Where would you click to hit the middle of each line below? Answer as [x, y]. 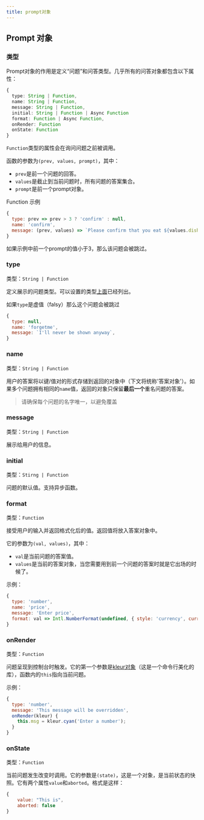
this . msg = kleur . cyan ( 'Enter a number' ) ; [72, 722]
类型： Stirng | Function [37, 475]
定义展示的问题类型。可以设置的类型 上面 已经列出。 [70, 291]
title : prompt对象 [29, 12]
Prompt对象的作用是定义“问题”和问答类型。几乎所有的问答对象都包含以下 [98, 71]
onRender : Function [36, 124]
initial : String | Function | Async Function [70, 113]
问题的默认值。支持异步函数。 [43, 488]
